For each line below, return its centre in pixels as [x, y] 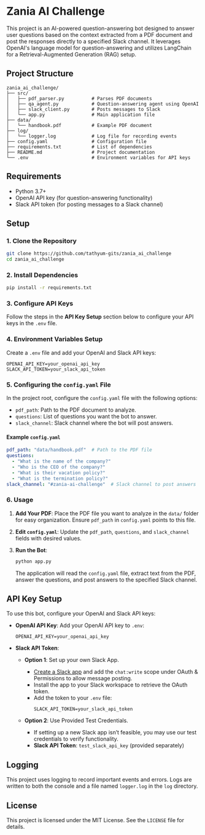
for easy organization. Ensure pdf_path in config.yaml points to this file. [106, 520]
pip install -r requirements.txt [49, 288]
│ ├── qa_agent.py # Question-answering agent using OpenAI [103, 104]
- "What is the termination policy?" [60, 479]
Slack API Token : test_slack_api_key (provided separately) [109, 745]
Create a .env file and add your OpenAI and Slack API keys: [81, 352]
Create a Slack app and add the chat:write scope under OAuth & [116, 672]
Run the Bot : [31, 550]
